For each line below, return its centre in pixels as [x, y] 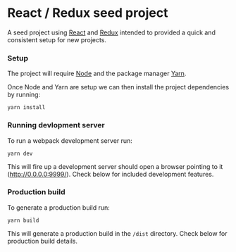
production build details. [43, 241]
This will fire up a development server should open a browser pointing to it [115, 166]
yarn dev [20, 153]
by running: [24, 95]
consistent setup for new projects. [57, 39]
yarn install [26, 108]
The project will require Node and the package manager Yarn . [97, 74]
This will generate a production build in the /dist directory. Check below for [117, 233]
